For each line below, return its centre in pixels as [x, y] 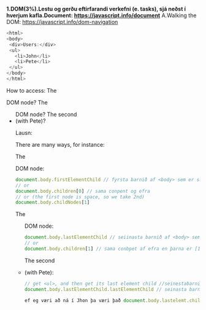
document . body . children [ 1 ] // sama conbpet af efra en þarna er [108, 249]
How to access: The [32, 90]
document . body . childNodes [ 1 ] [52, 203]
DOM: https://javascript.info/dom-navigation [62, 22]
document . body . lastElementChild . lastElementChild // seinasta [105, 289]
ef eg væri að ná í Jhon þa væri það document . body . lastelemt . [107, 300]
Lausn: [24, 133]
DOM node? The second [46, 114]
